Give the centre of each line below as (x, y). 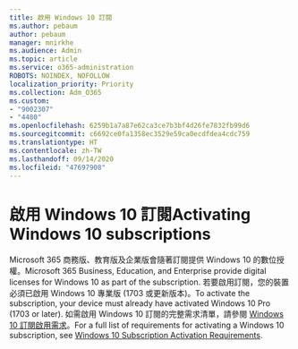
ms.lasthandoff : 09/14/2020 (62, 159)
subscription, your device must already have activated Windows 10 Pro (140, 303)
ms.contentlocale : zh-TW (55, 150)
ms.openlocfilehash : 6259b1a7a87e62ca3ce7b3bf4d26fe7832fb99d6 (130, 126)
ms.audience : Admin (46, 51)
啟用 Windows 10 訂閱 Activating (130, 214)
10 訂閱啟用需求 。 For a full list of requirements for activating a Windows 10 (147, 325)
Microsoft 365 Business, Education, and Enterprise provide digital (146, 271)
